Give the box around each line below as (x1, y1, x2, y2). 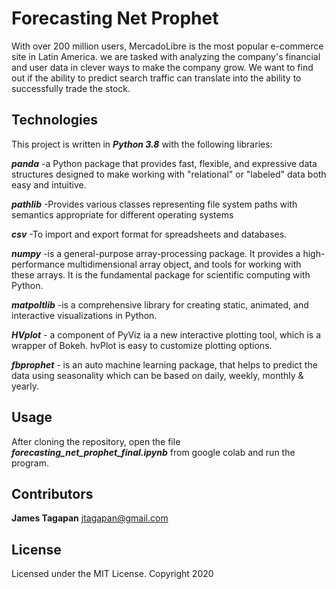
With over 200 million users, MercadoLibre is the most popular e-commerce (11, 40, 324, 52)
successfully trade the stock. (11, 82, 131, 94)
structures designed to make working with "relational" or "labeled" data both (11, 168, 327, 180)
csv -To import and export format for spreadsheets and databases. (11, 228, 288, 240)
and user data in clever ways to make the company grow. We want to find (11, 61, 314, 73)
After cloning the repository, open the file (11, 435, 181, 447)
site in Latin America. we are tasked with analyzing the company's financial (11, 50, 321, 62)
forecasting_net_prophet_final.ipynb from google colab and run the (11, 446, 296, 458)
